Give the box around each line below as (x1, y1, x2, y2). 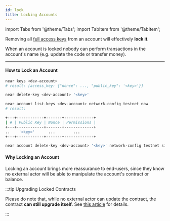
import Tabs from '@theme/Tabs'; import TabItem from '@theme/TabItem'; (5, 26, 161, 32)
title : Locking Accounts (5, 12, 58, 17)
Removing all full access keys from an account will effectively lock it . (5, 36, 149, 42)
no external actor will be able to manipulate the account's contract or (5, 170, 149, 177)
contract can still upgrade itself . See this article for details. (5, 201, 129, 207)
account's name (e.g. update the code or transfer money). (5, 51, 126, 57)
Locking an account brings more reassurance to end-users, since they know (5, 165, 164, 171)
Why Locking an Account (5, 154, 60, 160)
